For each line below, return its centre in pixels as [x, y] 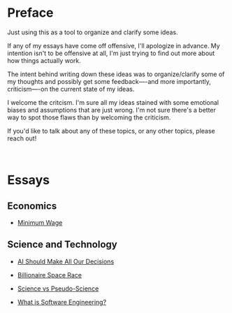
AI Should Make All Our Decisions [66, 261]
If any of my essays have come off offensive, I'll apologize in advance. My [114, 45]
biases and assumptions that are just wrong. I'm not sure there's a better [112, 110]
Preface [30, 13]
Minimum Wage [40, 222]
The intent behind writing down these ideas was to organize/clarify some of [116, 74]
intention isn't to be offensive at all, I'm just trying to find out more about [111, 53]
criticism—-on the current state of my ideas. [71, 89]
